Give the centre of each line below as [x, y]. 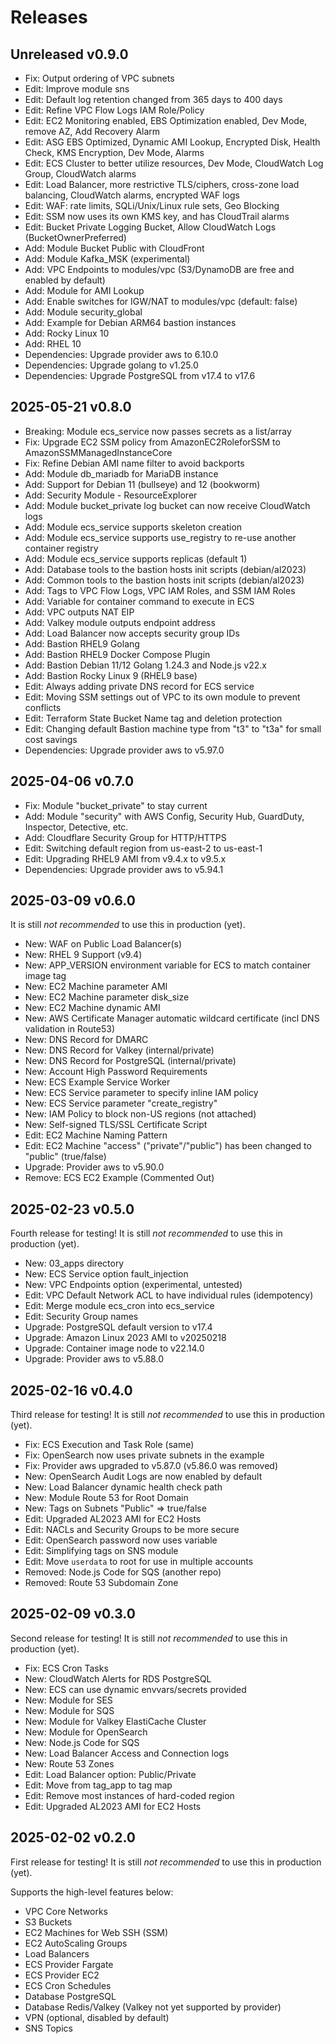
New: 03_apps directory [74, 1263]
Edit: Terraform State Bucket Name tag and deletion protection [153, 718]
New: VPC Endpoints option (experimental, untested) [133, 1285]
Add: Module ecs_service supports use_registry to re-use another [160, 537]
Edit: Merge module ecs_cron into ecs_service [119, 1306]
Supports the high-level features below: [92, 1892]
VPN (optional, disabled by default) [97, 2017]
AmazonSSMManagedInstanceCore [98, 452]
